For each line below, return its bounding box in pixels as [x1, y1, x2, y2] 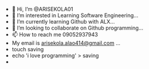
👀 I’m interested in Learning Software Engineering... [11, 12, 139, 19]
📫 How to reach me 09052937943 [11, 31, 98, 38]
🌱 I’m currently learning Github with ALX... [11, 18, 115, 25]
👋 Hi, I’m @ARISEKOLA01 [11, 6, 73, 12]
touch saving [11, 46, 44, 52]
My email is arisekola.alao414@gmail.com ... [11, 40, 121, 47]
